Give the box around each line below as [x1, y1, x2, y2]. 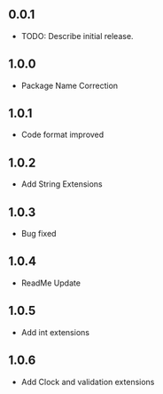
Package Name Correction [20, 80, 119, 91]
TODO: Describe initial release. [20, 30, 134, 41]
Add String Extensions [20, 179, 103, 189]
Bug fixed [20, 229, 57, 239]
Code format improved [20, 129, 105, 141]
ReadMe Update [20, 277, 81, 288]
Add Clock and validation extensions [20, 376, 155, 387]
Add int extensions [20, 326, 90, 337]
